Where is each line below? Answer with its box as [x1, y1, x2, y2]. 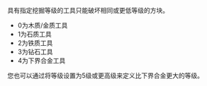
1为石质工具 [17, 30, 52, 38]
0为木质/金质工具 [17, 21, 68, 30]
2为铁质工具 [17, 39, 53, 47]
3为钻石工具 [17, 48, 53, 56]
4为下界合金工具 [17, 56, 66, 65]
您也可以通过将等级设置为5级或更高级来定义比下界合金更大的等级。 [7, 71, 204, 80]
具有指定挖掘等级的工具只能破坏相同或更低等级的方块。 [7, 6, 169, 14]
